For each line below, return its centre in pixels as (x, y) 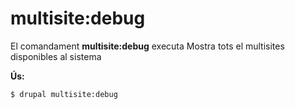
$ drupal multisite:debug (64, 94)
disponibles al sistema (56, 56)
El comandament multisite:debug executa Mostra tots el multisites (147, 46)
